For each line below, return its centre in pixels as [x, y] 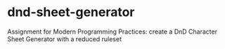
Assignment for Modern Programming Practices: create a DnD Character [112, 31]
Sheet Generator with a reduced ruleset [64, 38]
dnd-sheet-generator [71, 12]
